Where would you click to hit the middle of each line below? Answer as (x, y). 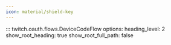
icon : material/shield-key (40, 12)
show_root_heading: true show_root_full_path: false (70, 35)
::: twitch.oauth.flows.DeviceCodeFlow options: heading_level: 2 (85, 29)
